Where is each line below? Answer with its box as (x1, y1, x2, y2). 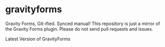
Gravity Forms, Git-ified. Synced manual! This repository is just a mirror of (5, 20, 160, 27)
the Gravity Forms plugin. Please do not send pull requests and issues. (5, 26, 153, 32)
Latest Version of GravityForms (5, 36, 71, 42)
